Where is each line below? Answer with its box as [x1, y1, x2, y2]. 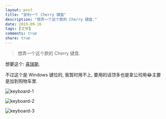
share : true [5, 36, 30, 41]
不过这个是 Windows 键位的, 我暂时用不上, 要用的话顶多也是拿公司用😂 [5, 71, 152, 77]
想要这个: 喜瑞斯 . [5, 61, 40, 67]
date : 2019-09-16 [5, 21, 42, 27]
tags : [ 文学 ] [5, 26, 31, 31]
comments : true [5, 31, 37, 36]
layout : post [5, 7, 33, 13]
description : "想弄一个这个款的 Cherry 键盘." [5, 17, 97, 22]
